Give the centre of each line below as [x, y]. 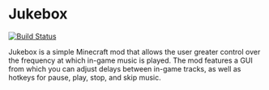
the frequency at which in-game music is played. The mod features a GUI [131, 60]
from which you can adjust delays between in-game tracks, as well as [125, 68]
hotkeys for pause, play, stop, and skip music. [85, 77]
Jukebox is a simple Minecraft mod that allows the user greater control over [134, 51]
